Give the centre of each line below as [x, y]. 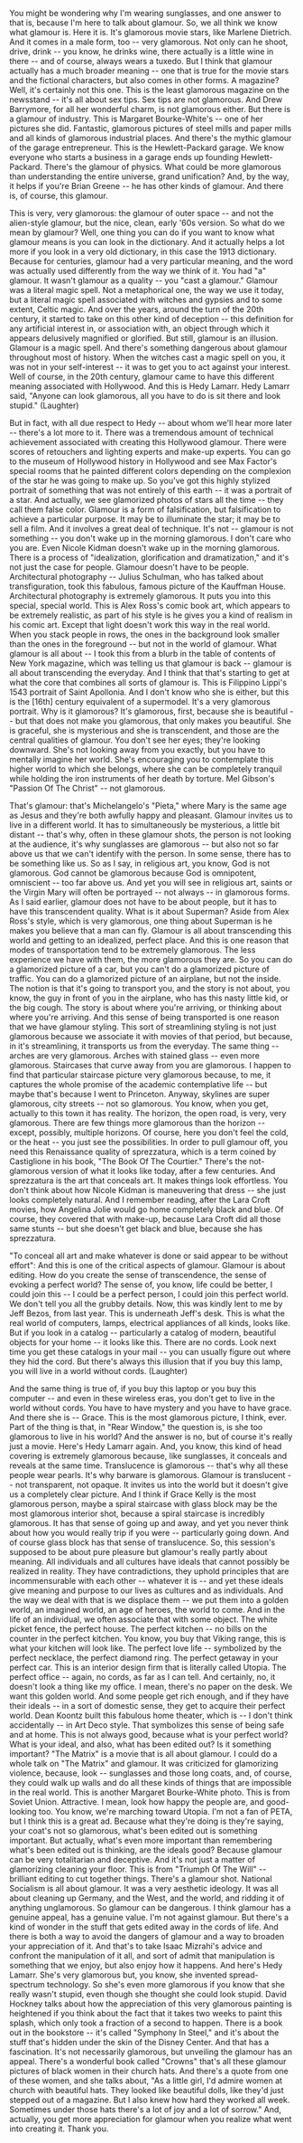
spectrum [27, 1984]
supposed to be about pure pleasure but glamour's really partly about [138, 1552]
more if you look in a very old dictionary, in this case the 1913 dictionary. [143, 251]
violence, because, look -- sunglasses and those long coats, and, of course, [151, 1773]
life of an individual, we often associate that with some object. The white [143, 1619]
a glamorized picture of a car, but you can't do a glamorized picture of [140, 969]
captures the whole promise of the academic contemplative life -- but [138, 1084]
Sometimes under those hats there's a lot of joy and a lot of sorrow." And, [146, 2110]
